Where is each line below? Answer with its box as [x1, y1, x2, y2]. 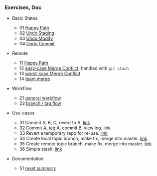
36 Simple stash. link [19, 146, 62, 152]
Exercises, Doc [4, 4, 42, 11]
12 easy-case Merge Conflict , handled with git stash [19, 65, 129, 71]
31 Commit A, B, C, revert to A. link [19, 120, 90, 126]
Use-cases [11, 110, 35, 116]
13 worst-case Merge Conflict [19, 71, 81, 77]
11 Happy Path [19, 60, 48, 66]
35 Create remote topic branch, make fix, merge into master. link [19, 141, 152, 147]
